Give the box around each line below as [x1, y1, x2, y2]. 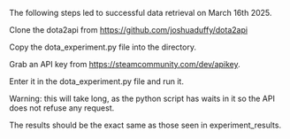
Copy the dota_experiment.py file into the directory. [9, 42, 197, 52]
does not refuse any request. [9, 103, 115, 113]
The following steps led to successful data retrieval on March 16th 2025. [9, 8, 272, 18]
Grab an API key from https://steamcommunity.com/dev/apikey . [9, 59, 240, 69]
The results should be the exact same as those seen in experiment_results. [9, 120, 281, 130]
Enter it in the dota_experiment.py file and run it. [9, 76, 184, 87]
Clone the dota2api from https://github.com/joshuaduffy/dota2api [9, 25, 248, 35]
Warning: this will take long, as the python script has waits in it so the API [9, 93, 276, 104]
